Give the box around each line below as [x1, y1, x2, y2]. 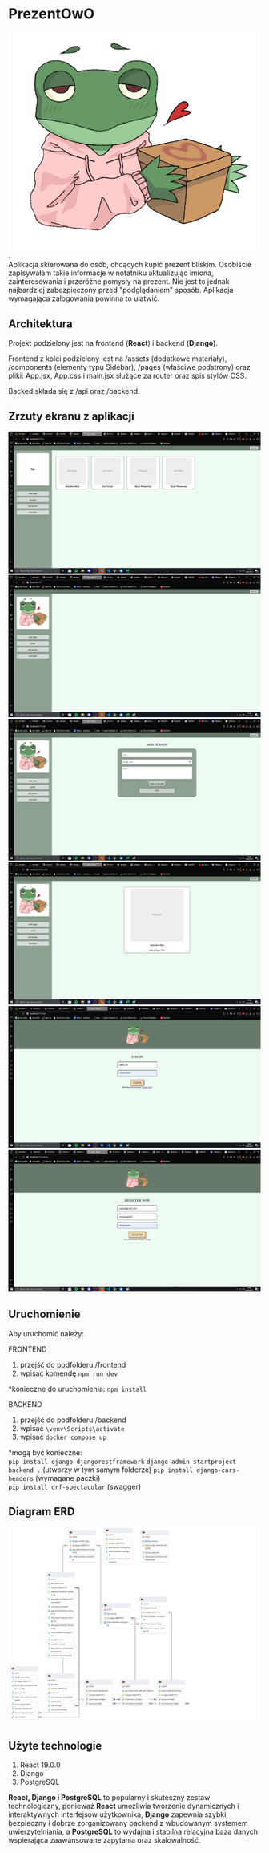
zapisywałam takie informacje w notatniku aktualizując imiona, [8, 268, 214, 278]
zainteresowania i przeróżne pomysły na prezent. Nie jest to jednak [8, 277, 230, 286]
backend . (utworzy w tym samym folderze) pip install [8, 1465, 194, 1474]
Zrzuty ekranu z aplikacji [8, 410, 134, 424]
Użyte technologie [8, 1739, 102, 1753]
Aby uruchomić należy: [8, 1328, 84, 1338]
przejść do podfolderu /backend [19, 1415, 126, 1425]
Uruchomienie [8, 1308, 81, 1321]
